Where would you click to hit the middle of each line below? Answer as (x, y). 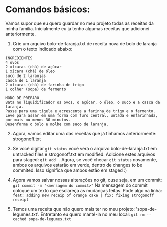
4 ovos (12, 62)
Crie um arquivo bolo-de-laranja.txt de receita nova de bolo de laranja (85, 43)
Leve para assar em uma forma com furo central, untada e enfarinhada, (81, 115)
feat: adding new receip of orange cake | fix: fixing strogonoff (83, 195)
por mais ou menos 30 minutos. (38, 120)
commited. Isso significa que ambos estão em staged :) (70, 170)
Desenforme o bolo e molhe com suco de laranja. (57, 124)
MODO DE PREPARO (22, 98)
